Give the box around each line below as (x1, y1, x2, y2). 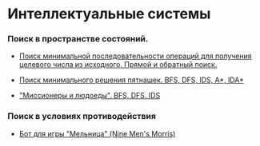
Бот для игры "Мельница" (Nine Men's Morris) (18, 128, 176, 138)
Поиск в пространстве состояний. (7, 34, 149, 45)
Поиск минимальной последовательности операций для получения (18, 51, 253, 61)
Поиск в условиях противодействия (7, 111, 157, 122)
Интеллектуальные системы (7, 5, 211, 23)
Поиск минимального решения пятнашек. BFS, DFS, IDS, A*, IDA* (18, 75, 245, 85)
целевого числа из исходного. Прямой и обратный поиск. (18, 60, 218, 69)
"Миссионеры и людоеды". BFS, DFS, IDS (18, 91, 161, 101)
